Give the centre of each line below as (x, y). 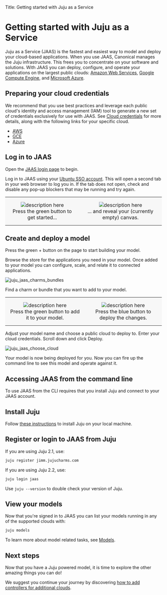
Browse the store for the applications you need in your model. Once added (82, 260)
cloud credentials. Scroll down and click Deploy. (54, 339)
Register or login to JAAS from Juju (61, 439)
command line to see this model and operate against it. (61, 363)
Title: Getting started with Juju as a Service (49, 7)
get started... (42, 217)
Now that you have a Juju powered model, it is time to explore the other (78, 568)
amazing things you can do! (34, 573)
